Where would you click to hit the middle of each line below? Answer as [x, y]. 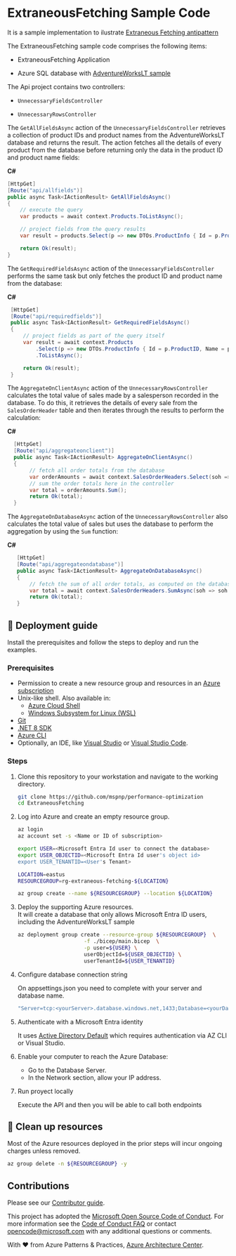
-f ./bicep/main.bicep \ [122, 941]
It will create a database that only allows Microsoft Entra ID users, [112, 915]
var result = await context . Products [78, 343]
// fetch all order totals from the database [97, 470]
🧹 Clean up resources [55, 1126]
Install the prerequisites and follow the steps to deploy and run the [103, 642]
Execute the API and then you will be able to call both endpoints [110, 1104]
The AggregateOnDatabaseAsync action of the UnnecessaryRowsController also [118, 517]
